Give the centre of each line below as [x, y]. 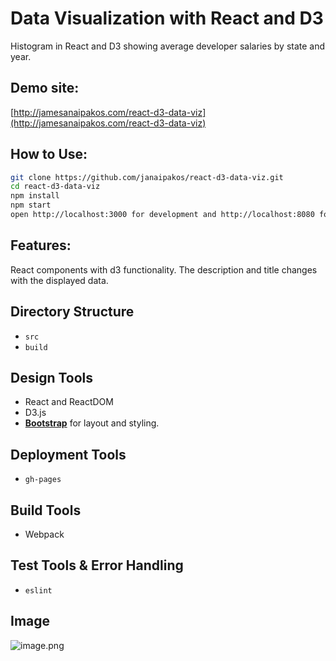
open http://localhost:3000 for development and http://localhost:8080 [162, 215]
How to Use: [49, 154]
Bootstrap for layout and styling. [92, 423]
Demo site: [45, 88]
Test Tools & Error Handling [97, 565]
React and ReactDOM [69, 402]
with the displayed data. [59, 280]
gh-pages [43, 480]
